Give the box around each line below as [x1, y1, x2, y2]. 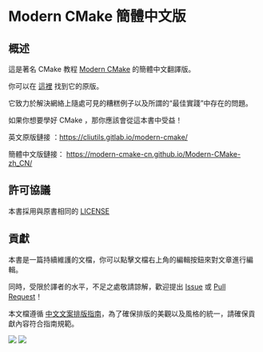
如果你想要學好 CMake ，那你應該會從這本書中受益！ [8, 115, 183, 125]
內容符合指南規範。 [14, 318, 78, 328]
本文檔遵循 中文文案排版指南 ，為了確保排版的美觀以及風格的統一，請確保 [8, 309, 249, 318]
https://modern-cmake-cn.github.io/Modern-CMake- [66, 150, 241, 158]
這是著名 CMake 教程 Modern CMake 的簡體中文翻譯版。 [8, 65, 196, 74]
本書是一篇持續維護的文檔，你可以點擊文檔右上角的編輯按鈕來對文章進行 [8, 254, 246, 264]
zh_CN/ [8, 158, 33, 168]
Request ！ [8, 291, 42, 301]
